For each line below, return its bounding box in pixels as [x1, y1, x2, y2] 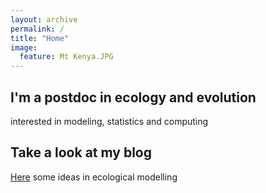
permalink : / [10, 24, 65, 34]
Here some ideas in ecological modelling [10, 171, 178, 183]
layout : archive [10, 14, 78, 25]
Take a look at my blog [10, 144, 152, 161]
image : [10, 42, 38, 53]
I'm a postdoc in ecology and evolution [10, 89, 257, 106]
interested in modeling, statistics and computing [10, 115, 209, 127]
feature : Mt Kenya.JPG [19, 52, 114, 62]
